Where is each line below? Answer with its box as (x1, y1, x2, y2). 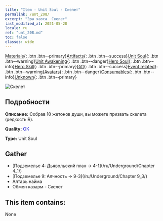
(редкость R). (5, 116, 34, 122)
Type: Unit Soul (5, 135, 37, 141)
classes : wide (5, 40, 35, 44)
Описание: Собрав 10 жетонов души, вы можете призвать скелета (5, 111, 147, 117)
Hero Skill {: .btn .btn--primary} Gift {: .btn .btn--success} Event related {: (14, 63, 158, 69)
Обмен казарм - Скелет (12, 184, 63, 190)
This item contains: (5, 198, 66, 207)
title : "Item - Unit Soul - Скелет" (5, 7, 81, 12)
